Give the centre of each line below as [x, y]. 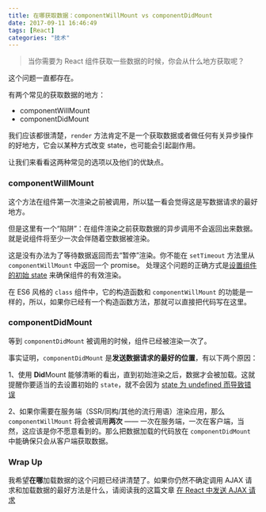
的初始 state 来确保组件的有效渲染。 [67, 275]
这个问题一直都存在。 [43, 78]
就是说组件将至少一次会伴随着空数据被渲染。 [81, 238]
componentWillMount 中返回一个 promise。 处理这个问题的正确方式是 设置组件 [133, 265]
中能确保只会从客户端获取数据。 [60, 441]
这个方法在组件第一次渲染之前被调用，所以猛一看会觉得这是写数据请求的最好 [133, 201]
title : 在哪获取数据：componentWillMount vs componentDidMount [110, 15]
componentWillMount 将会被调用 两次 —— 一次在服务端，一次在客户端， [123, 421]
